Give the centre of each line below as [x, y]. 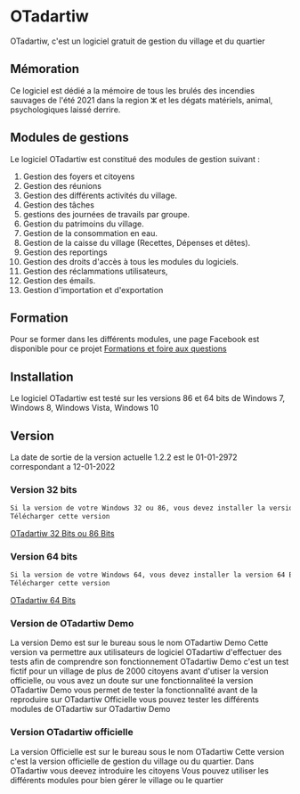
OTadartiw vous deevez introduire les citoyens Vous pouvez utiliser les [140, 770]
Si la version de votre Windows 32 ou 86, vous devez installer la [138, 508]
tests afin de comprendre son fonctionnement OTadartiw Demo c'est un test [150, 662]
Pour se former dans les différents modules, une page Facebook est [135, 340]
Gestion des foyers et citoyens [79, 176]
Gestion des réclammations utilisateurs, [95, 271]
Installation [42, 377]
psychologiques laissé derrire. [65, 110]
